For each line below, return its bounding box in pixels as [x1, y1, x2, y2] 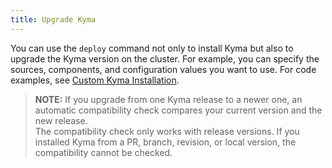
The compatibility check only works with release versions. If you [34, 125, 300, 137]
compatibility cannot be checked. [34, 146, 173, 158]
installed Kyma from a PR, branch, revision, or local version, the [34, 136, 297, 148]
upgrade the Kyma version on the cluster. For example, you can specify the [10, 52, 320, 65]
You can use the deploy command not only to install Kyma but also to [10, 42, 294, 54]
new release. [34, 114, 88, 126]
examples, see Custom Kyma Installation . [10, 74, 180, 86]
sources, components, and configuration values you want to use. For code [10, 63, 317, 75]
